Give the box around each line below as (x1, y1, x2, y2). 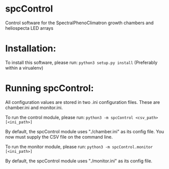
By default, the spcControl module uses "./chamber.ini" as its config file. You (5, 128, 164, 134)
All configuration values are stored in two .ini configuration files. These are (5, 99, 160, 105)
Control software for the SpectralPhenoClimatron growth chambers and (5, 20, 154, 26)
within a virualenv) (5, 65, 44, 71)
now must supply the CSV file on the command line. (5, 134, 113, 140)
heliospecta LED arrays (5, 25, 54, 31)
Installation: (5, 43, 57, 54)
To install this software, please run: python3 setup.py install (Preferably (5, 59, 158, 66)
